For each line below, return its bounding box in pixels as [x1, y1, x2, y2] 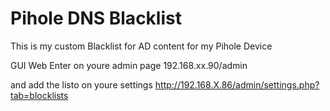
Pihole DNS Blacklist [10, 7, 182, 30]
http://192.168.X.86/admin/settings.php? [154, 78, 320, 91]
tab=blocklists [10, 89, 69, 101]
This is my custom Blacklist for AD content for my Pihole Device [10, 40, 273, 52]
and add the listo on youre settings [10, 78, 153, 91]
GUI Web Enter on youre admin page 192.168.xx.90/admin [10, 59, 248, 71]
